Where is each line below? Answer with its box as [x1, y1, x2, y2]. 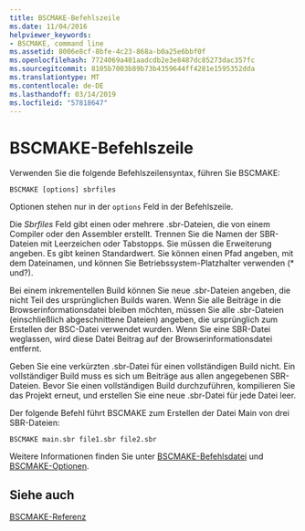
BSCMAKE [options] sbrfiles [9, 185, 117, 194]
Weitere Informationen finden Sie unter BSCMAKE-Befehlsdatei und [9, 451, 264, 462]
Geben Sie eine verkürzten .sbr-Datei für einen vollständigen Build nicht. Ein [9, 361, 296, 372]
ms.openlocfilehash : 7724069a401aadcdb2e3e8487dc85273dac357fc [9, 56, 256, 65]
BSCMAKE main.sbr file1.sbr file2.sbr [9, 435, 157, 444]
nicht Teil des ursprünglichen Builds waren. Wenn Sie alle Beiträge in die [9, 295, 281, 306]
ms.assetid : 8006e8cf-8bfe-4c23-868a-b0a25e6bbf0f [9, 47, 206, 57]
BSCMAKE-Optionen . [9, 461, 89, 472]
